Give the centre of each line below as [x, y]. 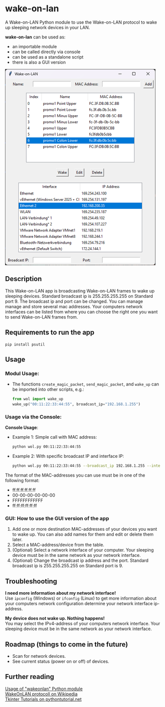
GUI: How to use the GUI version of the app [57, 518]
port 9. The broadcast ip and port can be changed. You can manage [74, 301]
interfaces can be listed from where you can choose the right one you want [82, 312]
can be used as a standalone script [48, 57]
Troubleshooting [31, 581]
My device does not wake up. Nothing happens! [55, 618]
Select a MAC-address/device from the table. [58, 545]
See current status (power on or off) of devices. [61, 661]
